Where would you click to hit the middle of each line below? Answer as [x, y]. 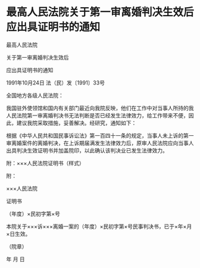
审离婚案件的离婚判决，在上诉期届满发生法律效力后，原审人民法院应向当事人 [100, 143]
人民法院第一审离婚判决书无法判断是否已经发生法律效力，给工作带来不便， [97, 115]
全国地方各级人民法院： [35, 95]
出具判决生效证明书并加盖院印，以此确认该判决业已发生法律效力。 [87, 150]
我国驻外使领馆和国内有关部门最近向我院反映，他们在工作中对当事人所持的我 [100, 108]
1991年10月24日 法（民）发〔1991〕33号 [56, 82]
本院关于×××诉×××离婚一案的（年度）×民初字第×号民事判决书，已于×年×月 [99, 226]
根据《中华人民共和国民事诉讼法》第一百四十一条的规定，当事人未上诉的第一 [100, 135]
